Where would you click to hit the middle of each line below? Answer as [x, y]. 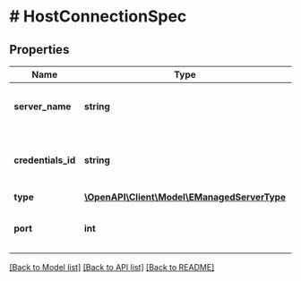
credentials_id [45, 160]
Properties [39, 50]
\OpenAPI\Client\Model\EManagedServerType [185, 197]
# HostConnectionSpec [98, 17]
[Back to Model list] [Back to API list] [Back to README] [112, 267]
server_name [43, 106]
